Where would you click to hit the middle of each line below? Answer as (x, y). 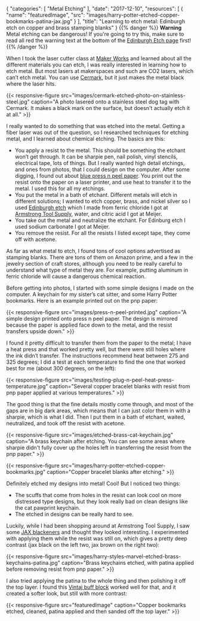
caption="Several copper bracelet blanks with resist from (120, 386)
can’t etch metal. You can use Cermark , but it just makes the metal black (95, 77)
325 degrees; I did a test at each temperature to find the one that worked (96, 362)
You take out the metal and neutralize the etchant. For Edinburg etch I (100, 220)
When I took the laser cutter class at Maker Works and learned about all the (99, 58)
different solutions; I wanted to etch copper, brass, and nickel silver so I (103, 201)
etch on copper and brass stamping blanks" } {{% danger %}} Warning (94, 28)
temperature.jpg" (27, 386)
